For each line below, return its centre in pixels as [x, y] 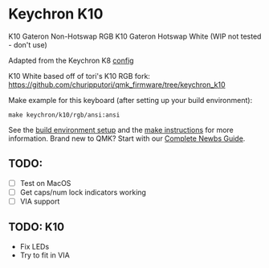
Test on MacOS [45, 183]
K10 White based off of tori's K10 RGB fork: [79, 76]
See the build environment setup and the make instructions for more [121, 130]
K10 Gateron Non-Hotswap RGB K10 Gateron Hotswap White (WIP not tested [135, 36]
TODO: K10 [37, 227]
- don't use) [28, 44]
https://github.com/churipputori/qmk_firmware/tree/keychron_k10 [117, 85]
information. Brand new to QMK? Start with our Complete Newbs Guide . [127, 138]
